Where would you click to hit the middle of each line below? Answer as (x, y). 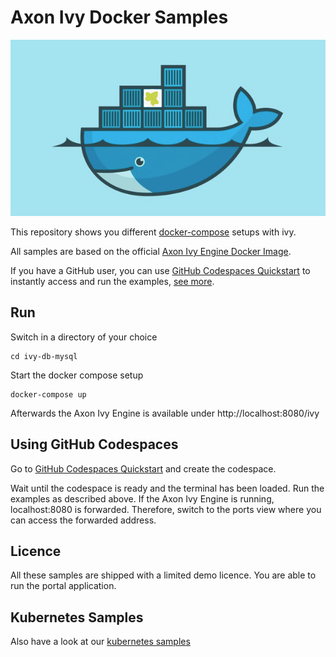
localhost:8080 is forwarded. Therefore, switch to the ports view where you (166, 509)
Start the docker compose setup (77, 375)
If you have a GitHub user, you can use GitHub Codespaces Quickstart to (160, 270)
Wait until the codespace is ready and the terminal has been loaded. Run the (167, 488)
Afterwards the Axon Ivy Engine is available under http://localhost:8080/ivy (165, 413)
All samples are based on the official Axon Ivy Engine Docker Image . (151, 251)
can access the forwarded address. (83, 520)
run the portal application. (63, 586)
